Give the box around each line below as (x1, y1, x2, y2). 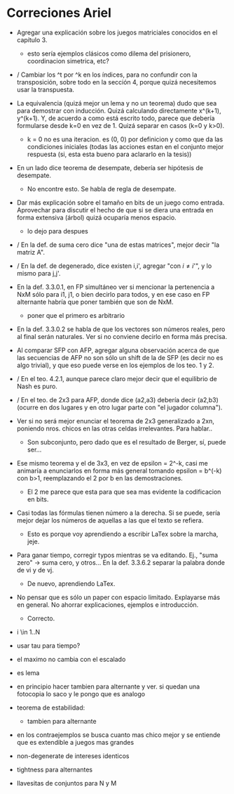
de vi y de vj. (16, 565, 54, 574)
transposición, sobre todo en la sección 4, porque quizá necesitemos (16, 77, 216, 86)
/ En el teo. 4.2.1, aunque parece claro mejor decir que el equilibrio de (16, 374, 218, 383)
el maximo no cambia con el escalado (16, 655, 126, 663)
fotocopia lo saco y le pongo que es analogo (16, 689, 145, 698)
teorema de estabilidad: (16, 703, 85, 712)
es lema (16, 668, 40, 677)
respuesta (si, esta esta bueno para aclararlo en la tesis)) (27, 150, 192, 158)
